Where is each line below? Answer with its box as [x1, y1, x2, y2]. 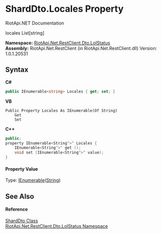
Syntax [5, 65, 29, 74]
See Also [5, 192, 34, 201]
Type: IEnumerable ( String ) [5, 177, 61, 183]
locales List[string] [5, 30, 44, 36]
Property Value [5, 166, 38, 172]
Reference [5, 206, 28, 213]
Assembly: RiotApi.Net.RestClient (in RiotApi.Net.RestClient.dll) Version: [5, 45, 157, 51]
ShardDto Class [5, 218, 38, 224]
